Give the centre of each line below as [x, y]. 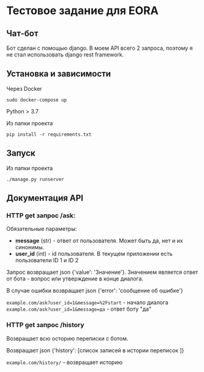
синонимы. [30, 247]
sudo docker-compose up [37, 100]
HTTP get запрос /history [45, 325]
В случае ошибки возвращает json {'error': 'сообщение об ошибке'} [95, 291]
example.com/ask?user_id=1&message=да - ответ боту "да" [79, 309]
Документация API [45, 198]
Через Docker [24, 88]
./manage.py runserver [35, 179]
